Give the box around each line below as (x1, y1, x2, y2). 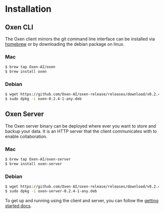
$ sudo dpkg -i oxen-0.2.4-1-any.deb (5, 97, 82, 102)
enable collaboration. (5, 133, 48, 139)
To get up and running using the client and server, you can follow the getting (5, 198, 159, 203)
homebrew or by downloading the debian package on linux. (5, 41, 124, 47)
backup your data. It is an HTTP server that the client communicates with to (5, 128, 157, 134)
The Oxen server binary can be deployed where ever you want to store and (5, 123, 156, 129)
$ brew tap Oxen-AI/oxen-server (5, 157, 71, 162)
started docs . (5, 203, 32, 209)
